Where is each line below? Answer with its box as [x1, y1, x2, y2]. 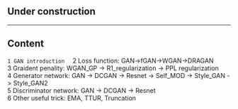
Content [7, 38, 45, 50]
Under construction [7, 6, 96, 18]
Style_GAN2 [13, 79, 48, 87]
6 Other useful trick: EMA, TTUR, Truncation [7, 94, 137, 102]
